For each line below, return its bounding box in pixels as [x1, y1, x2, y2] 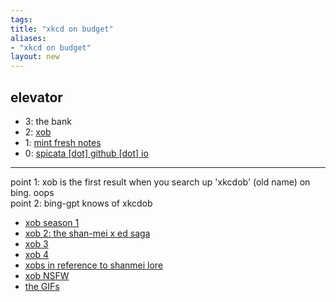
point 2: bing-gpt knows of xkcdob [10, 197, 153, 209]
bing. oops [10, 186, 55, 198]
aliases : [10, 33, 47, 43]
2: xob [24, 126, 52, 138]
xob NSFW [24, 269, 70, 281]
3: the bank [24, 115, 72, 127]
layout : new [10, 52, 60, 62]
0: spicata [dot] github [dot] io [24, 147, 149, 159]
